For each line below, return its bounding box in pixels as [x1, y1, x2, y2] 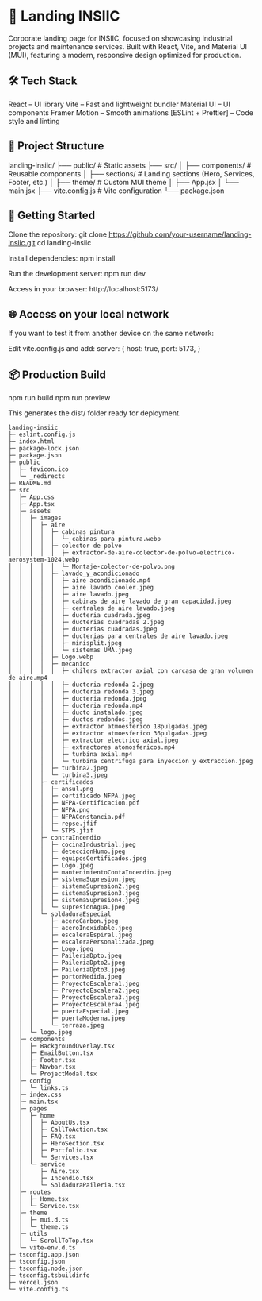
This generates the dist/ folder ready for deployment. [8, 408, 181, 418]
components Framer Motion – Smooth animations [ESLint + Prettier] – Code [8, 107, 253, 118]
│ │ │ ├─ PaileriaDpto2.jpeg [8, 959, 126, 967]
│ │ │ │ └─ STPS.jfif [8, 827, 93, 835]
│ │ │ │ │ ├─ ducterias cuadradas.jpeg [8, 625, 158, 633]
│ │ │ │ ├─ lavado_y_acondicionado [8, 569, 140, 577]
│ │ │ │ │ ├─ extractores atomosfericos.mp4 [8, 743, 176, 751]
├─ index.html [8, 438, 55, 446]
